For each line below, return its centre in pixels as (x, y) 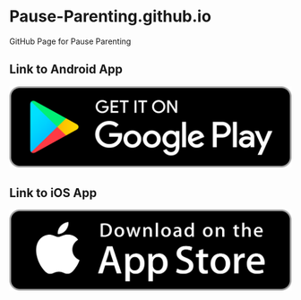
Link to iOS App (53, 193)
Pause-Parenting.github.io (111, 17)
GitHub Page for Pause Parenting (70, 41)
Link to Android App (66, 69)
